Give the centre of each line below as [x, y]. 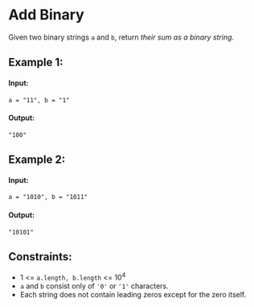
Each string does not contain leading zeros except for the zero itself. [133, 295]
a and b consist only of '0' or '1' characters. [94, 286]
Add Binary [46, 15]
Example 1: [36, 62]
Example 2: [37, 160]
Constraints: [40, 257]
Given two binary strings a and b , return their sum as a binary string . [121, 37]
